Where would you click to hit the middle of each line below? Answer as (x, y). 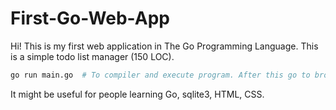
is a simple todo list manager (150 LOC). (92, 56)
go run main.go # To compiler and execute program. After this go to (160, 75)
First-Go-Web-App (90, 18)
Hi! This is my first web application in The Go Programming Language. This (164, 46)
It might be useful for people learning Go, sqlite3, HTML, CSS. (137, 94)
